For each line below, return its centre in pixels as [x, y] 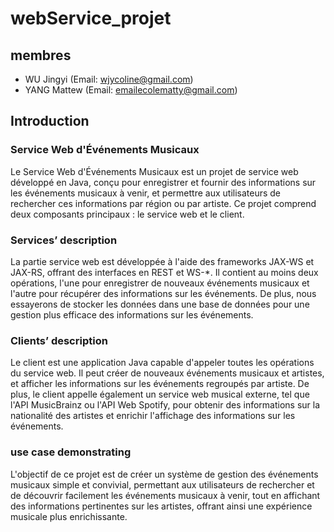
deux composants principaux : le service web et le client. [127, 214]
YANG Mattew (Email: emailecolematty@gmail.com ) [131, 90]
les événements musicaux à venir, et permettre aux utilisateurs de [146, 193]
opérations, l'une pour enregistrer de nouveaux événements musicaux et [160, 283]
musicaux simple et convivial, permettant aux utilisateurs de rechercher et [162, 484]
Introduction [50, 121]
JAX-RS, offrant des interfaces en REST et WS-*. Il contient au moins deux [164, 272]
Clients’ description [59, 340]
